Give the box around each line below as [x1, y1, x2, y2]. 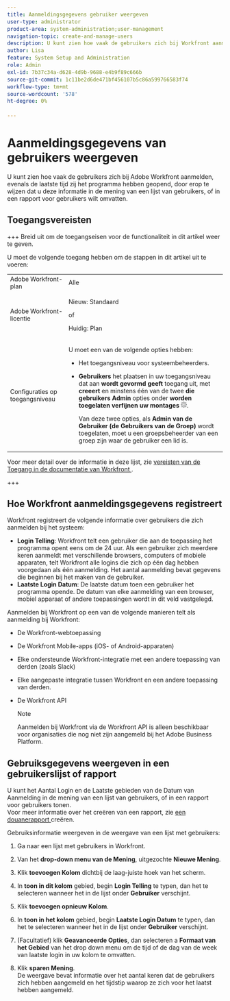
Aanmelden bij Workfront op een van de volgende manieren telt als [7, 608, 196, 617]
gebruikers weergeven [7, 150, 139, 166]
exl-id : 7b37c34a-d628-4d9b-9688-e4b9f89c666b [7, 69, 142, 75]
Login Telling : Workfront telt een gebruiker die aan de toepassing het [16, 536, 213, 545]
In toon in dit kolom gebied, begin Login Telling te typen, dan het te [16, 882, 209, 890]
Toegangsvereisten [7, 214, 92, 226]
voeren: [7, 260, 29, 269]
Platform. [16, 737, 43, 746]
